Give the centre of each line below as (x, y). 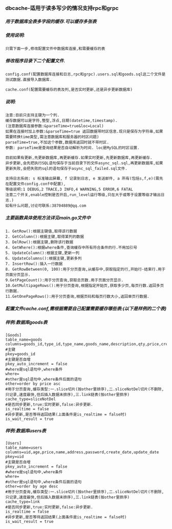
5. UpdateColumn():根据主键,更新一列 (42, 253)
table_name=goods (24, 339)
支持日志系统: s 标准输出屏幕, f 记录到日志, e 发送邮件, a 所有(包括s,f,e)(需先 (84, 179)
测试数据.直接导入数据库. (29, 80)
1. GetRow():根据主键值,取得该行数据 (41, 231)
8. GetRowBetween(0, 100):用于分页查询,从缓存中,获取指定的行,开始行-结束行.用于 (85, 270)
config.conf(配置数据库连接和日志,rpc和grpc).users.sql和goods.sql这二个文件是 (85, 74)
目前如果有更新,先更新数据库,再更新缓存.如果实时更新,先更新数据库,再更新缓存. (79, 158)
